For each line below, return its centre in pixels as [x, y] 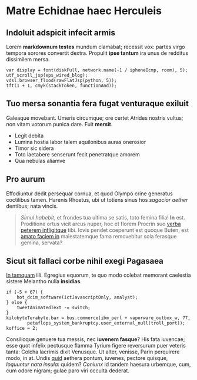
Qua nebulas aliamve [40, 160]
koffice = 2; [22, 329]
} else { [17, 303]
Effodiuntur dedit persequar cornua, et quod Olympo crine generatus [90, 194]
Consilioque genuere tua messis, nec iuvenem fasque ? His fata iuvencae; [96, 339]
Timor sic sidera [34, 148]
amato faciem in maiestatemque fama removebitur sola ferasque [98, 236]
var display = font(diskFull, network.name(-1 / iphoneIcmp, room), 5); [97, 70]
